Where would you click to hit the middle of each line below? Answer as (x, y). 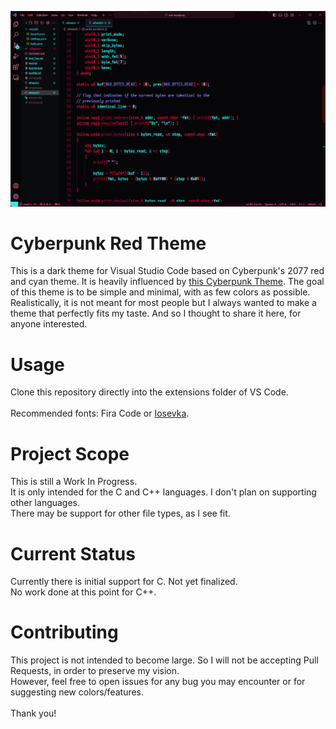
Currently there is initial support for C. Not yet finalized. (124, 582)
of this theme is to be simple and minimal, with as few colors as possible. (160, 292)
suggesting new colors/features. (77, 692)
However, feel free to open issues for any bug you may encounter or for (158, 682)
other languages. (45, 503)
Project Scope (70, 453)
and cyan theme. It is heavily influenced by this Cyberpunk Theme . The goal (167, 282)
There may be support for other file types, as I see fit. (120, 513)
